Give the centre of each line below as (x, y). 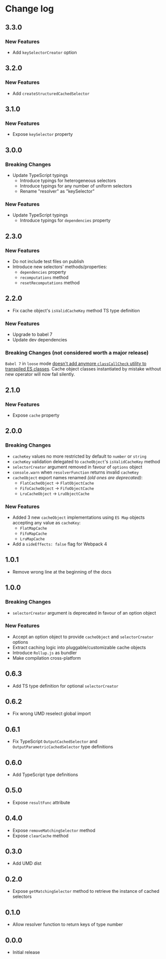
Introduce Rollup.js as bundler (44, 653)
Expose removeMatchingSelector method (54, 830)
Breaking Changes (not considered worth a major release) (77, 352)
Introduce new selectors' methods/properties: (60, 267)
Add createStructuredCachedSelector (51, 93)
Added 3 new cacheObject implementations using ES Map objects (78, 517)
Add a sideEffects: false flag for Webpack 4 (60, 544)
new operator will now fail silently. (40, 374)
